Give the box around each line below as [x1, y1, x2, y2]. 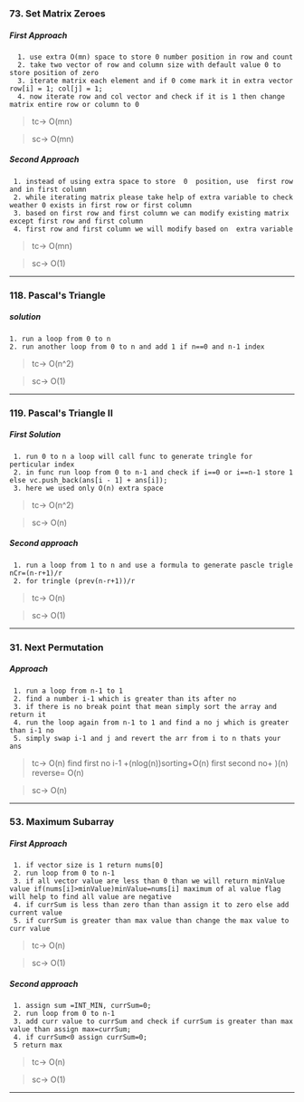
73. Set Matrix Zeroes [9, 7, 106, 20]
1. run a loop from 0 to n [9, 334, 111, 343]
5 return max [13, 1040, 63, 1050]
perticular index [9, 460, 75, 469]
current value [9, 908, 63, 917]
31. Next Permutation [9, 641, 104, 654]
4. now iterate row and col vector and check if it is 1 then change [17, 91, 285, 101]
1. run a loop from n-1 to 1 [13, 686, 124, 695]
